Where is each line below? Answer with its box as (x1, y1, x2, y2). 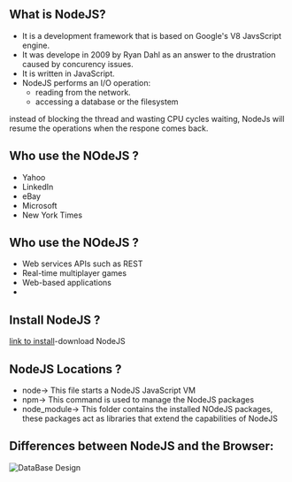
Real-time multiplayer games (21, 268, 127, 279)
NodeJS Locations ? (9, 362, 122, 377)
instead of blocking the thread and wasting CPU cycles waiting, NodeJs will (9, 113, 285, 124)
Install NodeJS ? (9, 312, 101, 327)
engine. (21, 40, 50, 50)
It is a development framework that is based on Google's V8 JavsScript (21, 30, 281, 41)
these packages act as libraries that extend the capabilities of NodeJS (21, 413, 279, 424)
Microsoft (21, 200, 58, 210)
